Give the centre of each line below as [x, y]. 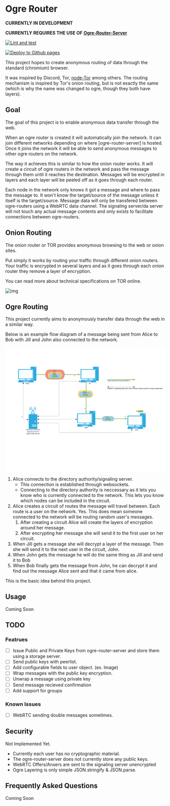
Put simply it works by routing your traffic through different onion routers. [82, 260]
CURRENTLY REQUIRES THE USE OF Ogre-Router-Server [66, 33]
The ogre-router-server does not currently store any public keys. [80, 759]
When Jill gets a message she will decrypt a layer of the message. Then [88, 544]
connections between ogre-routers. [42, 216]
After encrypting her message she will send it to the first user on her [92, 533]
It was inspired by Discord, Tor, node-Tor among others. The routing [77, 77]
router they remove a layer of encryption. [48, 271]
